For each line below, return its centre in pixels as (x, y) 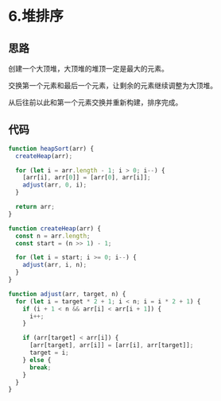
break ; (40, 367)
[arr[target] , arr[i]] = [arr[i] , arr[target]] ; (111, 345)
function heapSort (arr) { (51, 148)
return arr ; (35, 207)
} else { (37, 360)
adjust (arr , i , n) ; (55, 265)
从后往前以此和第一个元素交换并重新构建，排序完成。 (95, 102)
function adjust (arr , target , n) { (67, 294)
